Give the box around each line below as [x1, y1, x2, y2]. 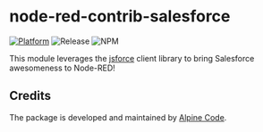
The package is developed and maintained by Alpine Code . [9, 111, 227, 122]
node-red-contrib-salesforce [9, 6, 231, 27]
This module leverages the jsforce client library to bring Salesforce [9, 53, 255, 63]
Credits [9, 88, 52, 103]
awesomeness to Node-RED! [9, 62, 116, 73]
